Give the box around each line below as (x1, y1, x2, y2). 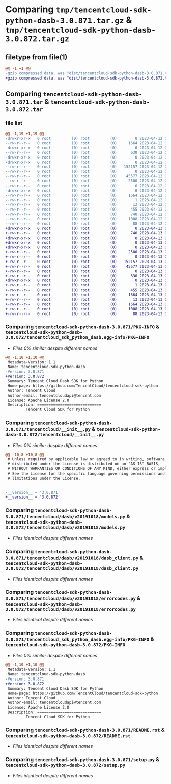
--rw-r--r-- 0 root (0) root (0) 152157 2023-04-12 (5, 164, 163, 169)
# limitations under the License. (7, 476, 81, 481)
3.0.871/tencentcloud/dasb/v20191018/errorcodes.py (5, 595, 136, 602)
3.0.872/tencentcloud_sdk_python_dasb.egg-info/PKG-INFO (5, 335, 150, 341)
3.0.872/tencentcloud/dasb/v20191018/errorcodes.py (5, 606, 136, 612)
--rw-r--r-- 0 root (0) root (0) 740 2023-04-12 (5, 212, 163, 217)
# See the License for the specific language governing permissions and (7, 471, 165, 476)
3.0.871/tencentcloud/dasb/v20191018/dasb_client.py (5, 555, 139, 561)
